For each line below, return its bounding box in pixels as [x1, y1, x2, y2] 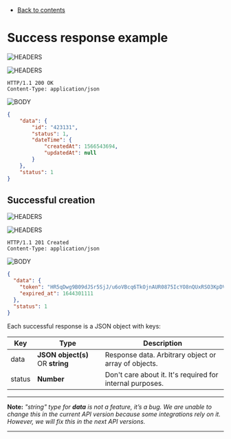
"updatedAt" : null [43, 150, 97, 157]
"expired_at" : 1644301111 [19, 290, 94, 297]
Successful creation [7, 194, 96, 206]
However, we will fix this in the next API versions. [7, 417, 146, 425]
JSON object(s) [36, 350, 89, 360]
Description [143, 338, 183, 348]
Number [36, 374, 65, 384]
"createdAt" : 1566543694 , [43, 143, 118, 150]
